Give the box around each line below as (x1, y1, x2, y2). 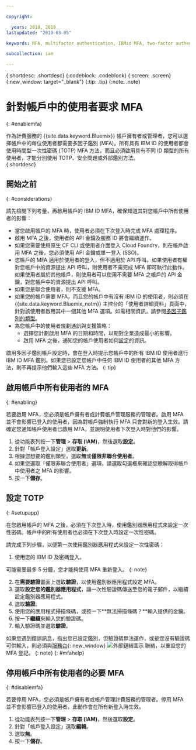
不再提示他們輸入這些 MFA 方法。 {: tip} (21, 364, 117, 371)
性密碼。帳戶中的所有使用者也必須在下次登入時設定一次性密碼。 (6, 528, 159, 536)
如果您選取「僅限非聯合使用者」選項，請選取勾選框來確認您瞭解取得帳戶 (14, 460, 188, 467)
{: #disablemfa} (6, 684, 44, 691)
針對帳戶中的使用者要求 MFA (6, 101, 143, 114)
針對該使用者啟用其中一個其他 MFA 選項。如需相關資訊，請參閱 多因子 (14, 307, 182, 314)
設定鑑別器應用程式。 (14, 593, 66, 600)
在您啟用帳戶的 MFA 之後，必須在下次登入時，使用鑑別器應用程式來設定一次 (6, 521, 188, 528)
